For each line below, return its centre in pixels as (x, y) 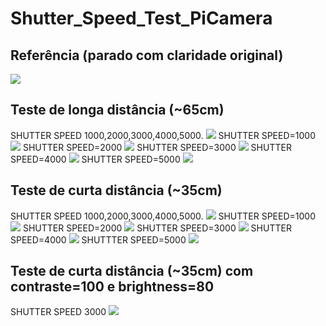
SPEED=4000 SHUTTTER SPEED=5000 (98, 239)
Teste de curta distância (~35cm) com (132, 271)
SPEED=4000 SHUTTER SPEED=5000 (95, 159)
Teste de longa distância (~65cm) (117, 110)
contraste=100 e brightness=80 (112, 287)
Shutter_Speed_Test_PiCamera (141, 18)
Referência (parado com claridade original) (147, 55)
